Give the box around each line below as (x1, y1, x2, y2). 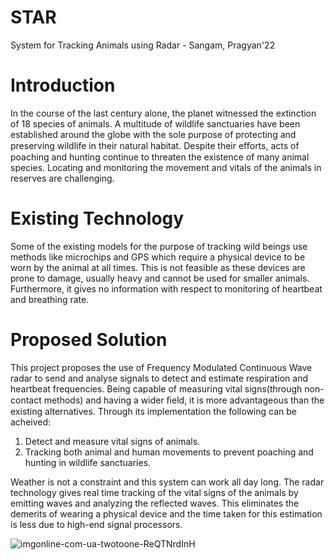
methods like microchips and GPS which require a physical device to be (10, 251, 306, 263)
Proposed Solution (10, 329, 168, 351)
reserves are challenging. (10, 172, 115, 184)
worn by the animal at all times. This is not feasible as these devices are (10, 261, 306, 273)
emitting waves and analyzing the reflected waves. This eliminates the (10, 497, 300, 509)
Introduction (10, 74, 116, 97)
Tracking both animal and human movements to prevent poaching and (24, 446, 314, 458)
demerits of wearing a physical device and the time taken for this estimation (10, 507, 323, 520)
